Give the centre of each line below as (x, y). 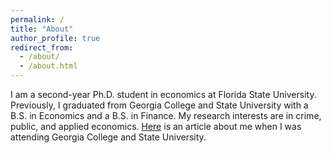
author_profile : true (55, 38)
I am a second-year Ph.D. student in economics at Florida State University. (163, 94)
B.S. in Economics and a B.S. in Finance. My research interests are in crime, (166, 115)
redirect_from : (42, 47)
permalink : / (37, 19)
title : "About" (42, 29)
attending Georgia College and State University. (108, 137)
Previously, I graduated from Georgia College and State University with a (159, 105)
